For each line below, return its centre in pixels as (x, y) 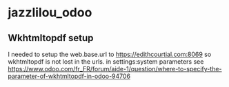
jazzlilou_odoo (50, 13)
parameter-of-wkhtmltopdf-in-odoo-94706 (69, 76)
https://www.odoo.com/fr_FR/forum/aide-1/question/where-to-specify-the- (115, 69)
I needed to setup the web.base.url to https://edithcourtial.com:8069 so (110, 54)
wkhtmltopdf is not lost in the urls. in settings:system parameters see (106, 62)
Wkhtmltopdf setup (51, 38)
